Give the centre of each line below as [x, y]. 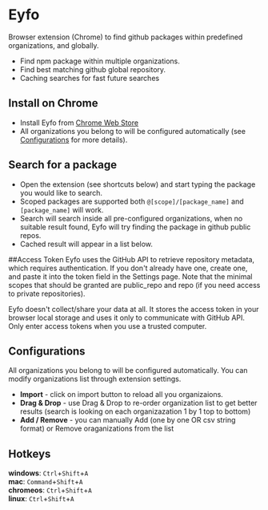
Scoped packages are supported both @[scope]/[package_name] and [132, 201]
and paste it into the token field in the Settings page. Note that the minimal [130, 276]
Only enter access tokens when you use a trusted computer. [108, 326]
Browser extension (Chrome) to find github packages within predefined [126, 37]
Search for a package [63, 165]
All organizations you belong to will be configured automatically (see [133, 131]
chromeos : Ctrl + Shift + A [50, 490]
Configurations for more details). [74, 140]
